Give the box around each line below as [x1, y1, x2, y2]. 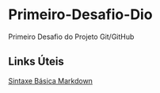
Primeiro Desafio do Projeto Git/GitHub [8, 32, 135, 41]
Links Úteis [8, 55, 65, 68]
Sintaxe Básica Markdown [8, 76, 93, 85]
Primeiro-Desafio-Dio [8, 6, 153, 24]
